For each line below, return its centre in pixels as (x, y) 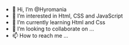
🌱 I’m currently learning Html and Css (59, 22)
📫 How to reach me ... (40, 36)
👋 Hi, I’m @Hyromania (39, 9)
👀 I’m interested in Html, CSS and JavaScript (67, 16)
